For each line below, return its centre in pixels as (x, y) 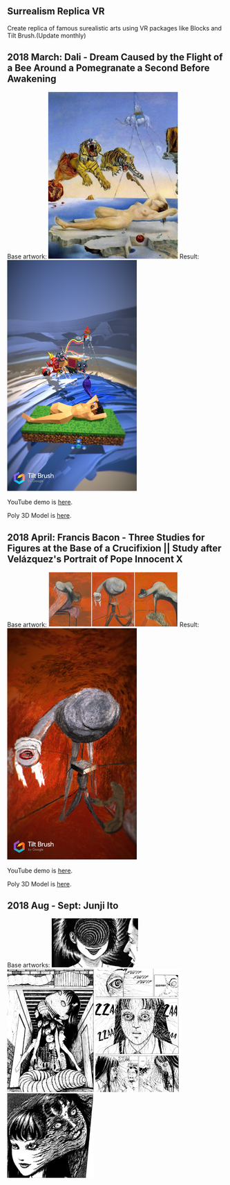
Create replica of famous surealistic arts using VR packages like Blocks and (115, 28)
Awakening (32, 79)
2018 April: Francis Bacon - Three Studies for (106, 537)
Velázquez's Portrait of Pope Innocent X (95, 559)
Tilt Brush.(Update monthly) (47, 35)
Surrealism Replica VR (56, 11)
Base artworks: (29, 965)
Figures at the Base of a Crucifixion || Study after (115, 548)
